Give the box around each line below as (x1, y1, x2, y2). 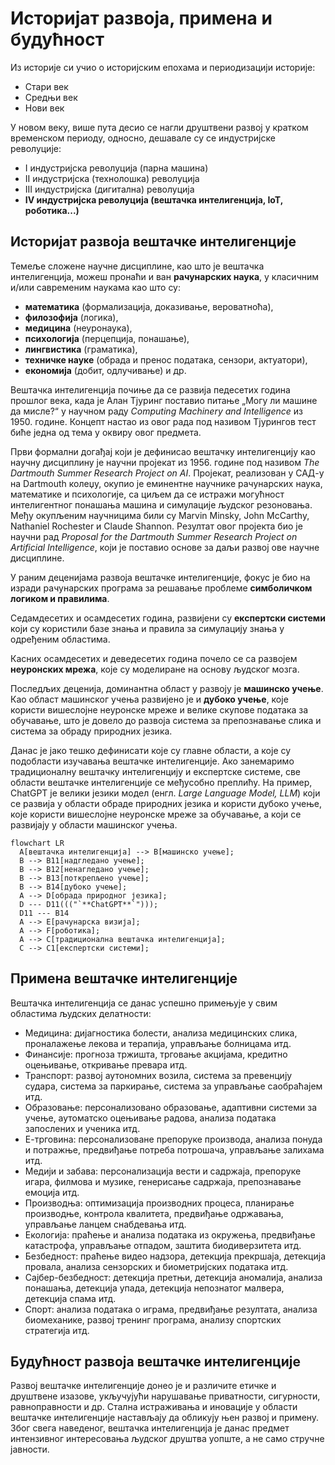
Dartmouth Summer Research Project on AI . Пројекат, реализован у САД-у (10, 467, 325, 479)
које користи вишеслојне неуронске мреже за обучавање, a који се (10, 808, 302, 820)
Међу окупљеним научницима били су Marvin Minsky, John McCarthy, (10, 509, 310, 521)
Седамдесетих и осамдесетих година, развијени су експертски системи (10, 612, 326, 624)
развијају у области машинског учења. (10, 818, 178, 831)
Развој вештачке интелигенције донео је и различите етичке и (10, 1380, 277, 1392)
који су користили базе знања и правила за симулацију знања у (10, 622, 285, 634)
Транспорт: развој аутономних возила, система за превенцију (24, 1069, 293, 1081)
